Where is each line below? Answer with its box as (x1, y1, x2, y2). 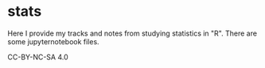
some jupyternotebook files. (7, 36, 100, 46)
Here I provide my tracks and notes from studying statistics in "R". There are (7, 28, 258, 38)
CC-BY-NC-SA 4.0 (7, 52, 68, 62)
